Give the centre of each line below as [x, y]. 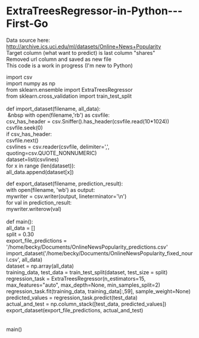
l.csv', [13, 259]
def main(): [20, 221]
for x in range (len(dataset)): [41, 166]
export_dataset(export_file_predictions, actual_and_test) [75, 310]
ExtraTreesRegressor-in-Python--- [94, 11]
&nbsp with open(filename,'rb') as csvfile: [59, 115]
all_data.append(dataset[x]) [40, 172]
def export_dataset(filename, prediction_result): [65, 184]
